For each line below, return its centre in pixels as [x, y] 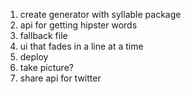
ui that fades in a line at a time [81, 46]
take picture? [46, 67]
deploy [34, 57]
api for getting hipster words [78, 25]
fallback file [43, 35]
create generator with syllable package [100, 14]
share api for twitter [60, 78]
